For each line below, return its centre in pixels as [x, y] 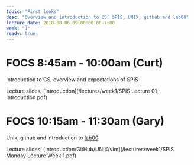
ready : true [21, 34]
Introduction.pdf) [27, 97]
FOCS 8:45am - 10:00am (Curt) [85, 63]
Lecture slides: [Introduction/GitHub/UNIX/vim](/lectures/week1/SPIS [90, 149]
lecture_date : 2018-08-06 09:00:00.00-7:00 [61, 23]
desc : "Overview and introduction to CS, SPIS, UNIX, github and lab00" [98, 17]
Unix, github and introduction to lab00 [52, 138]
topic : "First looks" [33, 12]
